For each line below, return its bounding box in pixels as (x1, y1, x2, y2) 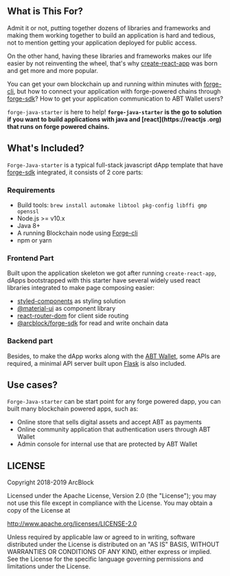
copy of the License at (7, 506, 71, 515)
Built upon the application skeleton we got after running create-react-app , (7, 269, 217, 278)
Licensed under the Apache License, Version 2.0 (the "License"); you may (7, 492, 217, 500)
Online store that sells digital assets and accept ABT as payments (16, 418, 203, 426)
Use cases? (7, 379, 58, 391)
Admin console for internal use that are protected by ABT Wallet (16, 440, 198, 449)
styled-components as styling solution (16, 297, 126, 305)
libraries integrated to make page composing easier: (7, 284, 155, 292)
